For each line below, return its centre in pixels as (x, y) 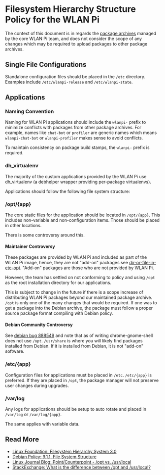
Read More (22, 440)
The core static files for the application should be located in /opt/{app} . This (82, 215)
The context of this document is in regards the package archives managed (81, 33)
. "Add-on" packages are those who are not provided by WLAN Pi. (87, 268)
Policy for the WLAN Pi (52, 20)
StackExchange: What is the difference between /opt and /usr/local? (82, 467)
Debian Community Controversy (39, 325)
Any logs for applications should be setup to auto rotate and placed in (76, 409)
